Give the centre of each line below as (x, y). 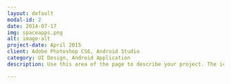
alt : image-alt (29, 39)
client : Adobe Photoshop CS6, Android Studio (73, 52)
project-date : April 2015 (44, 45)
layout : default (30, 13)
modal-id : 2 (24, 20)
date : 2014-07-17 (32, 26)
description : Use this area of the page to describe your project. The (112, 64)
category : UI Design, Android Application (69, 58)
